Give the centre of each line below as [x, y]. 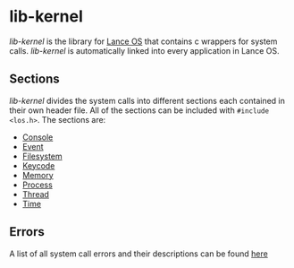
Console [38, 137]
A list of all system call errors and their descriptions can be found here [139, 254]
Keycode [38, 165]
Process [38, 185]
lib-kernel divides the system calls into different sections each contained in [147, 100]
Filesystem [42, 156]
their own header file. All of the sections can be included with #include [139, 110]
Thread [35, 194]
